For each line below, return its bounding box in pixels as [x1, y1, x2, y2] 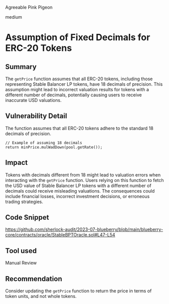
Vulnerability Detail [5, 112, 67, 120]
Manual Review [5, 260, 37, 266]
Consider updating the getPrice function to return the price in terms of [5, 288, 152, 294]
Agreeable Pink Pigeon [5, 5, 53, 10]
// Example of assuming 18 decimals [5, 140, 82, 145]
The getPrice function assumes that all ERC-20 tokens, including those [5, 76, 153, 82]
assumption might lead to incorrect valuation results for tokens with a [5, 87, 149, 92]
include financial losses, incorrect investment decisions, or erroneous [5, 193, 150, 199]
